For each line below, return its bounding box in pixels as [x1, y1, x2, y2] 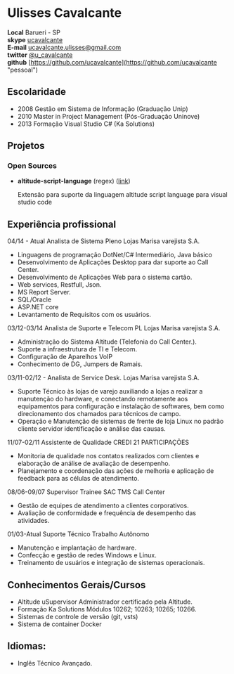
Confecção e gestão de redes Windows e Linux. [17, 551, 157, 559]
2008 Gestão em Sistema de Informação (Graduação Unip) [17, 104, 188, 113]
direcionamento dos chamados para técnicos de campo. [17, 410, 181, 418]
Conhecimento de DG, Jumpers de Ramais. [17, 360, 143, 368]
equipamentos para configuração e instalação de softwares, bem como [17, 402, 225, 410]
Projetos [7, 140, 45, 152]
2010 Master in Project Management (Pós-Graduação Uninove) [17, 112, 200, 120]
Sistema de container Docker [17, 620, 102, 628]
